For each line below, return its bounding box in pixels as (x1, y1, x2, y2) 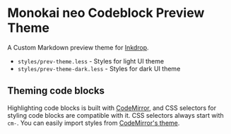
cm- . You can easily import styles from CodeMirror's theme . (7, 118, 180, 127)
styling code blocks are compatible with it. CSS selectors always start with (7, 111, 224, 119)
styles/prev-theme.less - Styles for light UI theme (17, 56, 165, 65)
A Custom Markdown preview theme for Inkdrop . (7, 43, 150, 51)
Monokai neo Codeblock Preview (7, 5, 205, 21)
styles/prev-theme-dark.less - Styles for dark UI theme (17, 64, 181, 73)
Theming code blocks (7, 85, 105, 97)
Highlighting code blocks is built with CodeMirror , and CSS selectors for (7, 104, 217, 112)
